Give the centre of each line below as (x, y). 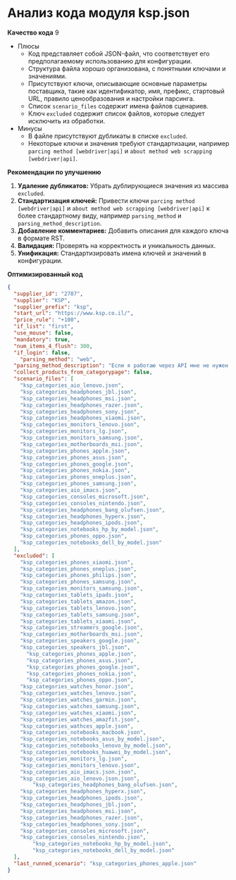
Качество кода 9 (33, 32)
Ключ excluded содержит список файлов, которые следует (117, 113)
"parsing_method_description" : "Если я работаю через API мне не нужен (121, 366)
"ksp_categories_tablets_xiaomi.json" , (79, 621)
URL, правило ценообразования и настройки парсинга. (111, 98)
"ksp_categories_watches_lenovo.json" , (79, 693)
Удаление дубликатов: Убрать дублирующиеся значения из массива (123, 185)
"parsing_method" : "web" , (58, 359)
